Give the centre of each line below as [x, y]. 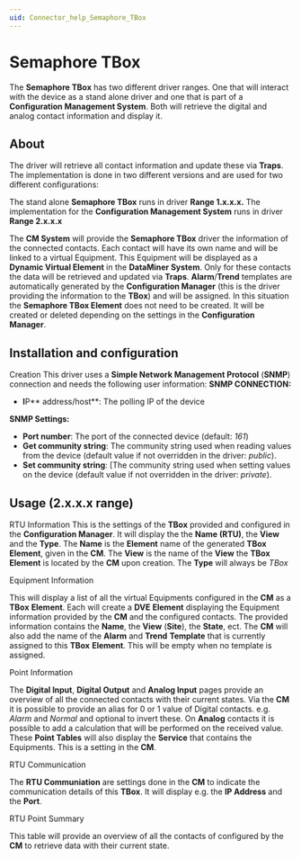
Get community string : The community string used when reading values [157, 446]
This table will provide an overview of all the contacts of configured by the [147, 836]
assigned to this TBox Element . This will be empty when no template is [141, 645]
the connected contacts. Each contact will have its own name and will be [144, 248]
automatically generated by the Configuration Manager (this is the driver [145, 286]
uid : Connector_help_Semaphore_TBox [78, 18]
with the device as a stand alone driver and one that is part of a [126, 96]
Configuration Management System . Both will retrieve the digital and [138, 106]
